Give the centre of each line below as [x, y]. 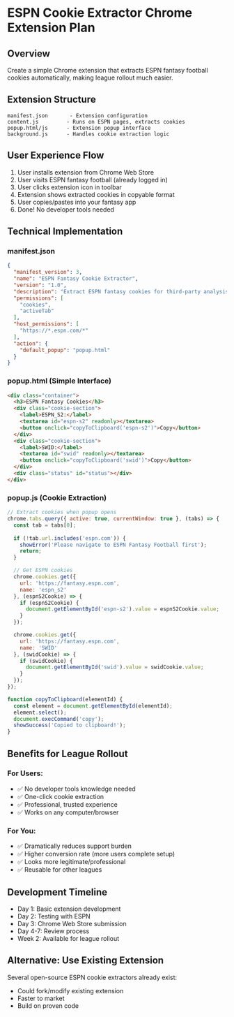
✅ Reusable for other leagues [60, 870]
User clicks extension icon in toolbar [69, 187]
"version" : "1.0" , [40, 285]
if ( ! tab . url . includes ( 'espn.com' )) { [70, 538]
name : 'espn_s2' [44, 590]
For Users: [25, 773]
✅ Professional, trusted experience [68, 804]
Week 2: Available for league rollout [68, 938]
